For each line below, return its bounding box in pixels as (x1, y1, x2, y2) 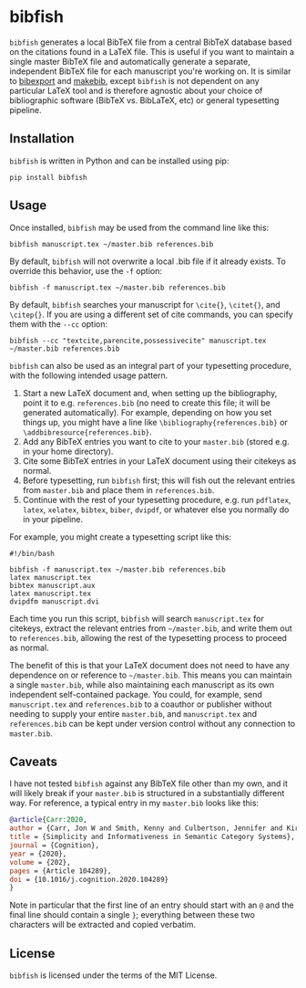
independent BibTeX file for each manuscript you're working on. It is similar (9, 66, 291, 77)
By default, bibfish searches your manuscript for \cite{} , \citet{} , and (9, 299, 280, 310)
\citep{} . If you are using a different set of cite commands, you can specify (9, 309, 293, 320)
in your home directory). (22, 446, 114, 457)
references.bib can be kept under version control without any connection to (9, 718, 296, 729)
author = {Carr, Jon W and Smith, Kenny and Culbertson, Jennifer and (9, 824, 283, 833)
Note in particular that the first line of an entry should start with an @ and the (9, 899, 294, 910)
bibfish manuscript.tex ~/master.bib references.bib (9, 239, 214, 248)
